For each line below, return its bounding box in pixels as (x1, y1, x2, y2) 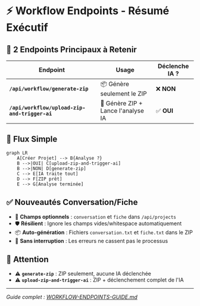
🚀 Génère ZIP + (100, 99, 143, 107)
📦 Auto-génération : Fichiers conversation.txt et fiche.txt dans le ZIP (14, 229, 193, 236)
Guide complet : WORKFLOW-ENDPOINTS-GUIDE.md (6, 294, 138, 301)
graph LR (6, 150, 28, 156)
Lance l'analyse (100, 107, 145, 115)
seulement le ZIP (100, 90, 147, 97)
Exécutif (6, 21, 49, 34)
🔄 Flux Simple (6, 134, 58, 144)
